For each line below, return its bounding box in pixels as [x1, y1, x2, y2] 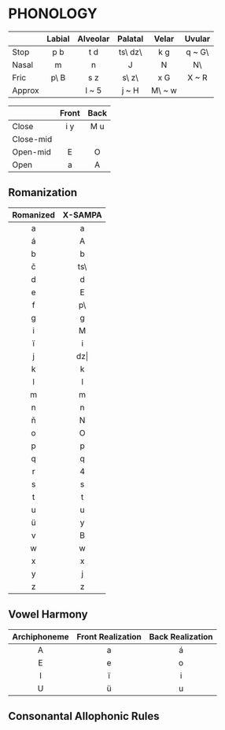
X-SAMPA [62, 209, 102, 220]
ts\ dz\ [118, 46, 142, 57]
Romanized [12, 209, 55, 220]
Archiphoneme [12, 631, 69, 642]
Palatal [116, 33, 144, 44]
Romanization [8, 186, 78, 199]
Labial [46, 33, 70, 44]
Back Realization [149, 631, 214, 642]
